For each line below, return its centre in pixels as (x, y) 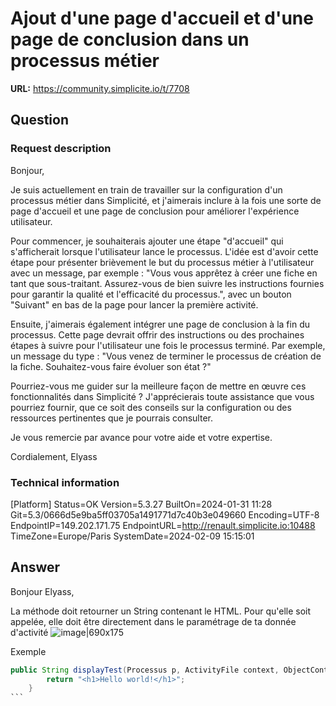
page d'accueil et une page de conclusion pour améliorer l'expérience (155, 211)
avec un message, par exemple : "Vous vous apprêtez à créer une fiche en (164, 273)
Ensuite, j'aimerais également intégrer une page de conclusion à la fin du (160, 324)
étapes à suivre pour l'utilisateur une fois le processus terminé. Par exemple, (168, 345)
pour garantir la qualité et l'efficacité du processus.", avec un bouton (151, 294)
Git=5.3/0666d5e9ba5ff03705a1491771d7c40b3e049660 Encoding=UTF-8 (165, 514)
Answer (35, 567)
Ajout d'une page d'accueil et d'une (162, 18)
